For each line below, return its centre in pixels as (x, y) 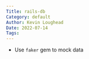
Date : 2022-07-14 (27, 28)
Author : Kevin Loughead (35, 22)
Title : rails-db (26, 11)
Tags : (13, 33)
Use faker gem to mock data (49, 50)
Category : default (28, 17)
